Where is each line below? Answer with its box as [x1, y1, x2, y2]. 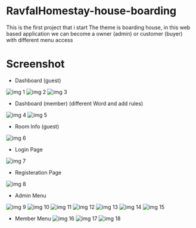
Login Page [14, 145, 43, 153]
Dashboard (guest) [14, 77, 61, 84]
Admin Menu [14, 192, 46, 199]
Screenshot [6, 58, 65, 71]
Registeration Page [14, 169, 61, 176]
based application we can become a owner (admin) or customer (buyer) [6, 30, 183, 37]
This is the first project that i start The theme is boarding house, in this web [6, 24, 191, 31]
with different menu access [6, 36, 73, 43]
